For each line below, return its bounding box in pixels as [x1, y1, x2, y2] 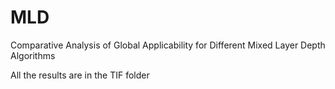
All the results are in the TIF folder [10, 69, 150, 81]
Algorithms [10, 49, 56, 61]
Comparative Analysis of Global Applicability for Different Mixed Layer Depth [10, 39, 326, 51]
